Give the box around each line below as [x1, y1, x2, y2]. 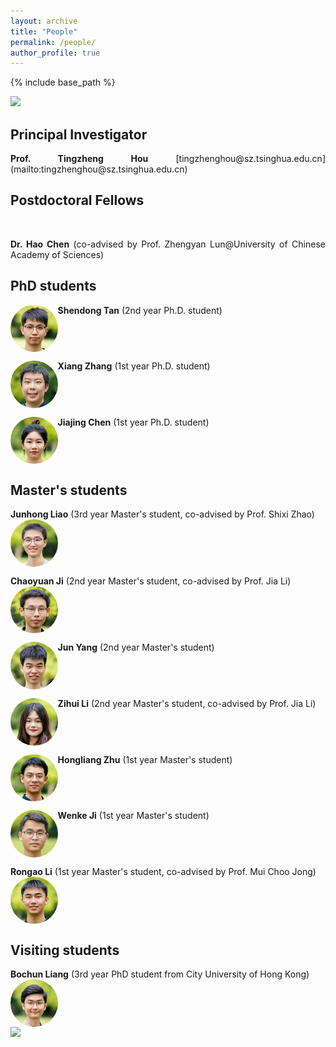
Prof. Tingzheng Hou [10, 153, 149, 165]
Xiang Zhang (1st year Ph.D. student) [57, 360, 211, 372]
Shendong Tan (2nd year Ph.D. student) [57, 304, 223, 316]
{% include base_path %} [10, 76, 116, 89]
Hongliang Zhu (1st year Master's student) [57, 753, 233, 765]
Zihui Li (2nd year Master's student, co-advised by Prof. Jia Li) [57, 698, 317, 710]
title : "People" [10, 26, 78, 37]
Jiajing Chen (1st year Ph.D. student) [57, 416, 210, 428]
